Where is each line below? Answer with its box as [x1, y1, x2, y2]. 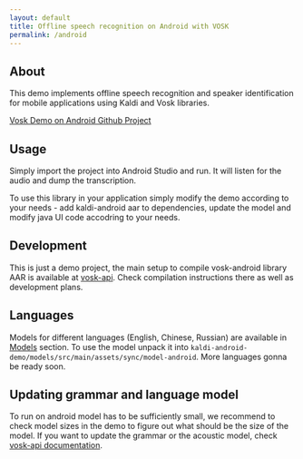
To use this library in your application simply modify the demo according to [9, 192, 289, 203]
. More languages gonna [196, 351, 288, 362]
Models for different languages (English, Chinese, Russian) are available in [9, 332, 288, 343]
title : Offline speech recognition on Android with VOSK [9, 22, 230, 31]
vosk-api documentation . [9, 440, 103, 451]
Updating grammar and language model [9, 387, 239, 403]
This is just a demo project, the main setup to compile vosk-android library [9, 262, 288, 273]
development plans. [9, 281, 83, 292]
